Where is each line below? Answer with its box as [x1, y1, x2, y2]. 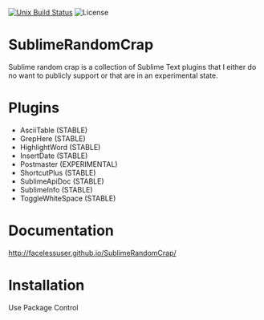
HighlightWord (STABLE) [19, 142, 101, 152]
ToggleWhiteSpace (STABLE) [19, 193, 116, 203]
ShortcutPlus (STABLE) [19, 168, 96, 177]
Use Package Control [8, 302, 79, 312]
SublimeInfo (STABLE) [19, 184, 94, 194]
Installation [8, 277, 85, 294]
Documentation [8, 221, 115, 240]
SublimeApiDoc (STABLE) [19, 176, 104, 186]
